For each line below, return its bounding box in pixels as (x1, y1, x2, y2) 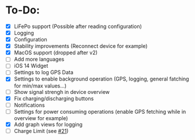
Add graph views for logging (13, 121, 83, 128)
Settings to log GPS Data (13, 69, 74, 76)
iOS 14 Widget (13, 62, 48, 69)
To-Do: (5, 3, 40, 17)
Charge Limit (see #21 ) (13, 127, 69, 134)
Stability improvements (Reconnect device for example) (13, 43, 148, 50)
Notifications (13, 101, 45, 108)
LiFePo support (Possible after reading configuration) (13, 23, 142, 30)
